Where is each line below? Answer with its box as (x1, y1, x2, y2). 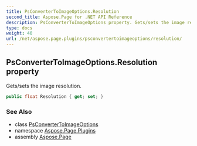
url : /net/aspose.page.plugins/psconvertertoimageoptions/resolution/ (6, 36, 182, 42)
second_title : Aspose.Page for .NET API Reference (6, 14, 133, 20)
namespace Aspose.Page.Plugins (14, 127, 96, 134)
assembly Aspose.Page (14, 133, 72, 140)
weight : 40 (6, 30, 33, 36)
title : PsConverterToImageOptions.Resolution (6, 8, 119, 15)
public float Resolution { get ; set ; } (6, 93, 104, 100)
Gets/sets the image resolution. (6, 82, 82, 89)
